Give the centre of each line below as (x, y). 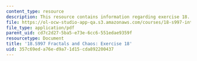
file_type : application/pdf (40, 28)
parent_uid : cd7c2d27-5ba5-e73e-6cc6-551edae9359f (69, 33)
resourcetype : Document (35, 38)
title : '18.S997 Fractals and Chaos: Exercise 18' (69, 44)
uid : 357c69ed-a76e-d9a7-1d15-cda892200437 (60, 49)
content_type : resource (35, 11)
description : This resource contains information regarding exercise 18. (98, 17)
